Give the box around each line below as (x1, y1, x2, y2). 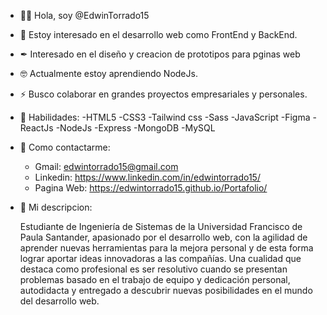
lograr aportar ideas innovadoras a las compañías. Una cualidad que (19, 253, 302, 264)
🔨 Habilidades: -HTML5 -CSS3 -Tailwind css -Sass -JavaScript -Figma (19, 111, 311, 123)
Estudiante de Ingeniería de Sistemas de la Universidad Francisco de (19, 221, 303, 232)
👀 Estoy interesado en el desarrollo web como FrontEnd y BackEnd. (19, 29, 298, 40)
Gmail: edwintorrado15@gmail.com (34, 161, 179, 172)
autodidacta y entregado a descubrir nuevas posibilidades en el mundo (19, 285, 313, 296)
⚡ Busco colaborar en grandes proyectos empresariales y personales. (19, 88, 308, 100)
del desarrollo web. (19, 295, 100, 307)
